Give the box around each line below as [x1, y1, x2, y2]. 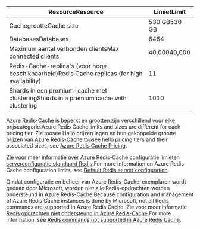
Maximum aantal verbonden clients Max [9, 45, 120, 53]
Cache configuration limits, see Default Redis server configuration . [6, 167, 170, 173]
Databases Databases [9, 35, 69, 43]
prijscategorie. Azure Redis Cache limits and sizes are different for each [6, 123, 181, 130]
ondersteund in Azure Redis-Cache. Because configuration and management [6, 191, 194, 198]
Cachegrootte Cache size [9, 22, 79, 29]
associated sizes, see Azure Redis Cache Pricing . [6, 142, 127, 149]
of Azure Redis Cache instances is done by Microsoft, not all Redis [6, 197, 170, 204]
